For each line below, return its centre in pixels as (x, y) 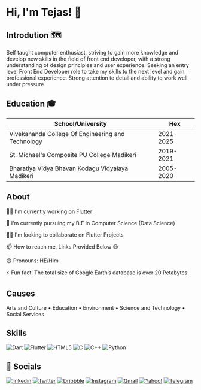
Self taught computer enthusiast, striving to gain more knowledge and (92, 52)
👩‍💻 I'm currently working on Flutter (49, 211)
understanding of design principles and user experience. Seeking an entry (98, 65)
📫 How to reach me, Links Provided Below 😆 (62, 247)
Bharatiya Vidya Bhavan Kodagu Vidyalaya (69, 168)
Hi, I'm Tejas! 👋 (44, 12)
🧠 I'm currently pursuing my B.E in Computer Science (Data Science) (91, 223)
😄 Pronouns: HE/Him (32, 261)
